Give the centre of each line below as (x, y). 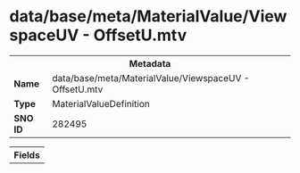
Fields (27, 155)
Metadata (150, 63)
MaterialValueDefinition (101, 103)
